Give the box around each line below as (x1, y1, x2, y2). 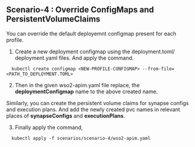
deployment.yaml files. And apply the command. (14, 54, 134, 62)
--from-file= (142, 66, 175, 72)
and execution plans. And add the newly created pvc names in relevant (6, 106, 181, 113)
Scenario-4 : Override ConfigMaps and (6, 5, 154, 15)
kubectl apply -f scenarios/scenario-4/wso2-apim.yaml (11, 135, 151, 141)
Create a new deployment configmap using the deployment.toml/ (14, 48, 175, 55)
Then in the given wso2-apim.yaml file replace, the (14, 81, 140, 88)
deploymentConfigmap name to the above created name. (14, 88, 158, 95)
